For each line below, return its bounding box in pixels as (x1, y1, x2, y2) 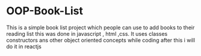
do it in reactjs (6, 43, 42, 50)
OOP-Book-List (6, 4, 83, 18)
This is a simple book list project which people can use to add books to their (6, 24, 195, 31)
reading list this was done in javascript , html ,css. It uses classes (6, 30, 168, 37)
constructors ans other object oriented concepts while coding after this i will (6, 36, 196, 43)
